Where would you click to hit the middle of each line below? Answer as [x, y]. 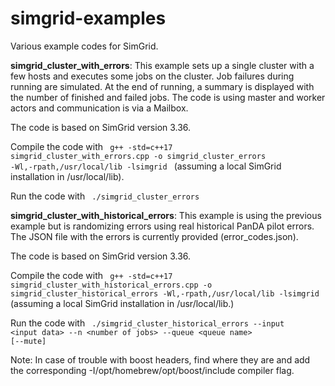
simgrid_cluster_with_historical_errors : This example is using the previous [166, 215]
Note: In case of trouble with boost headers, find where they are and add [160, 359]
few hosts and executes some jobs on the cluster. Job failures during [152, 76]
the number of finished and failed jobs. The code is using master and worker [168, 97]
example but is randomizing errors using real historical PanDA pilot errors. [162, 226]
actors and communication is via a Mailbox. [99, 108]
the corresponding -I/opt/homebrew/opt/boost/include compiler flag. [152, 370]
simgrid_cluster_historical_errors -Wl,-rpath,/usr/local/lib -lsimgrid [165, 293]
